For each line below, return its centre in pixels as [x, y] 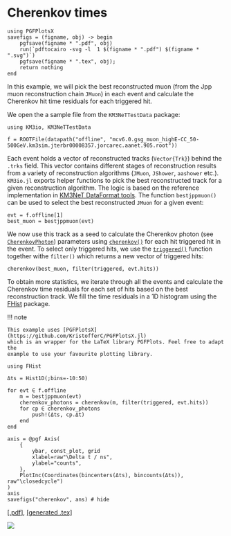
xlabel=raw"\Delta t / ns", [72, 457]
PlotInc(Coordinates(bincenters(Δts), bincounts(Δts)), [102, 475]
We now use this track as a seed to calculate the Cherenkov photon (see [110, 234]
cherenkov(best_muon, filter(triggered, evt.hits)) [83, 269]
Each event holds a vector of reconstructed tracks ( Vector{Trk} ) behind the [115, 158]
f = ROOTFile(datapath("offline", [57, 139]
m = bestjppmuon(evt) [50, 396]
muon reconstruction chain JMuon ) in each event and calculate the [101, 93]
